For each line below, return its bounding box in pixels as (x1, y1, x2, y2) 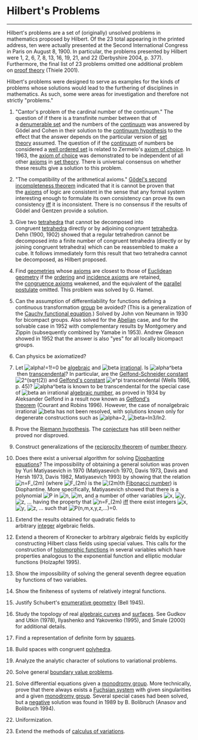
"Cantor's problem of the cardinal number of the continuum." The (15, 108, 174, 115)
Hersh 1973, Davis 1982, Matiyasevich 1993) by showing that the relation (15, 473, 190, 480)
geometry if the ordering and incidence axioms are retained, (15, 274, 161, 281)
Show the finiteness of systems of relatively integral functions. (15, 587, 166, 595)
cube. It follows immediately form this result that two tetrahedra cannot (15, 249, 187, 256)
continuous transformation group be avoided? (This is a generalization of (15, 304, 192, 311)
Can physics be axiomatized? (15, 352, 87, 359)
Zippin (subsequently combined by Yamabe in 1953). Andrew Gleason (15, 328, 184, 336)
